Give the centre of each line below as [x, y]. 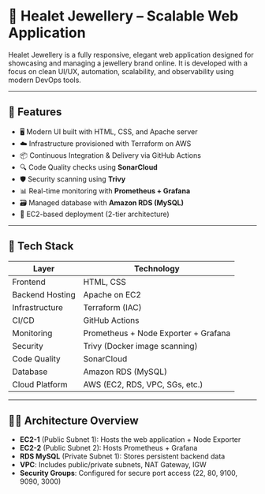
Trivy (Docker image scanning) [140, 346]
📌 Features [35, 112]
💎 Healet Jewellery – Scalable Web [123, 16]
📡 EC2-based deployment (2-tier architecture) [94, 214]
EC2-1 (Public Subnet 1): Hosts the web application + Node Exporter [130, 440]
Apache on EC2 [112, 294]
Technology [157, 268]
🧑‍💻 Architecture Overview [74, 420]
